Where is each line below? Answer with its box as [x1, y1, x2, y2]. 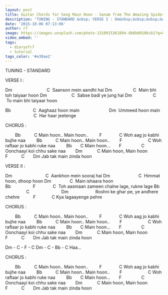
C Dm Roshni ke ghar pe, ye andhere [25, 189, 158, 195]
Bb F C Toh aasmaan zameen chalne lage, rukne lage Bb [5, 183, 160, 189]
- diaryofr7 [9, 45, 35, 50]
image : [5, 31, 19, 36]
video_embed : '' [5, 36, 39, 41]
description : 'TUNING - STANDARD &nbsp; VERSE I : [5, 17, 113, 22]
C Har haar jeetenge [33, 113, 76, 119]
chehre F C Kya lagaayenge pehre [5, 194, 102, 200]
